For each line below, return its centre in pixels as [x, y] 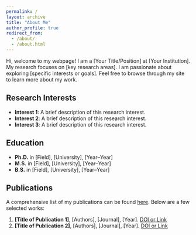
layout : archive [26, 17]
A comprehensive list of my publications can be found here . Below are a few [98, 202]
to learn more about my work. [42, 79]
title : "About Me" [28, 22]
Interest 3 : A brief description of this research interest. [80, 124]
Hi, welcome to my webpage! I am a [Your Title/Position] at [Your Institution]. [98, 61]
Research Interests [41, 98]
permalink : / [22, 11]
